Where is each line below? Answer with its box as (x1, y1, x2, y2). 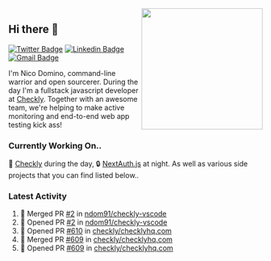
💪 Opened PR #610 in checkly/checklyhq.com (19, 226, 172, 236)
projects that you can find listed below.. (8, 170, 140, 180)
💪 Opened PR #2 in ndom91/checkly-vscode (19, 217, 168, 227)
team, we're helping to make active (8, 103, 125, 112)
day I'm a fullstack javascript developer (8, 85, 139, 95)
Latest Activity (8, 191, 67, 202)
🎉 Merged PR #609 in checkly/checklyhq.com (19, 234, 173, 245)
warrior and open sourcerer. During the (8, 77, 139, 86)
